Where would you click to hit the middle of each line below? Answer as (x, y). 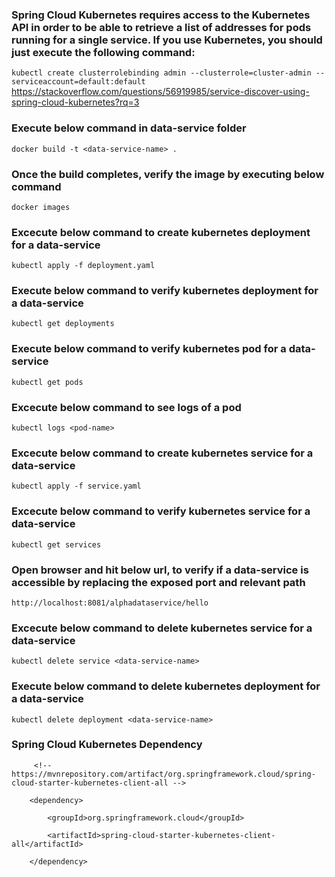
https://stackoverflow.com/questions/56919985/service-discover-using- (160, 92)
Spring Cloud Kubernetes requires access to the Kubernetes (161, 15)
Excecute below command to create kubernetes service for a (162, 453)
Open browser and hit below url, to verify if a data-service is (160, 570)
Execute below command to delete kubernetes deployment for (166, 686)
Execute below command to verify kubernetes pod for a (149, 349)
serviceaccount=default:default (78, 82)
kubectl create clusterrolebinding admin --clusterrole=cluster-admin (161, 73)
